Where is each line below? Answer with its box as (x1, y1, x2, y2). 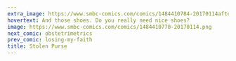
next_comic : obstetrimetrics (7, 29, 93, 37)
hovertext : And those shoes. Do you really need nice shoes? (7, 17, 190, 24)
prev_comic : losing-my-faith (7, 36, 93, 43)
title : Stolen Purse (7, 43, 68, 50)
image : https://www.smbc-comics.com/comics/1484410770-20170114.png (7, 23, 212, 30)
